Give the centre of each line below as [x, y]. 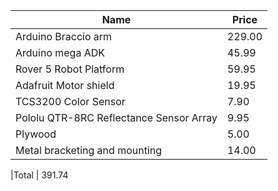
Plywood [36, 134]
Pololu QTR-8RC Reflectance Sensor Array [116, 117]
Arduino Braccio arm [64, 36]
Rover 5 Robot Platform [70, 69]
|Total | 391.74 [39, 175]
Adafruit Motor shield [65, 85]
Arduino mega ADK [60, 52]
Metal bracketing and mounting [89, 150]
